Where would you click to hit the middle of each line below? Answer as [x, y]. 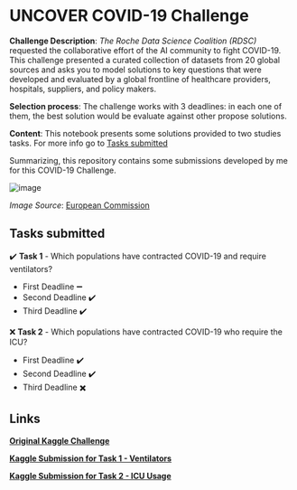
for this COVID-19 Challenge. [63, 170]
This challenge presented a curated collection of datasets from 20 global [145, 60]
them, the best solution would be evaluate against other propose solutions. [148, 116]
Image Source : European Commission [80, 205]
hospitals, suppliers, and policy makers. [83, 89]
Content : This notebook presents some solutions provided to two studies [145, 133]
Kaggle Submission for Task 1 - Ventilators [91, 458]
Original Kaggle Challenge [60, 440]
